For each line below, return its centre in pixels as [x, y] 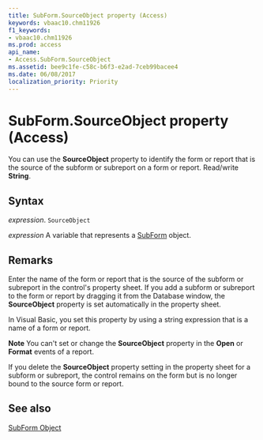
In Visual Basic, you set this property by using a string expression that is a [128, 320]
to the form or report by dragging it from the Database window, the [116, 296]
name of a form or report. [49, 328]
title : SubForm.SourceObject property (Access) [88, 15]
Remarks [31, 260]
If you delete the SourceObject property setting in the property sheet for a [130, 367]
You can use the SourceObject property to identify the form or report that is [132, 160]
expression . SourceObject [49, 220]
